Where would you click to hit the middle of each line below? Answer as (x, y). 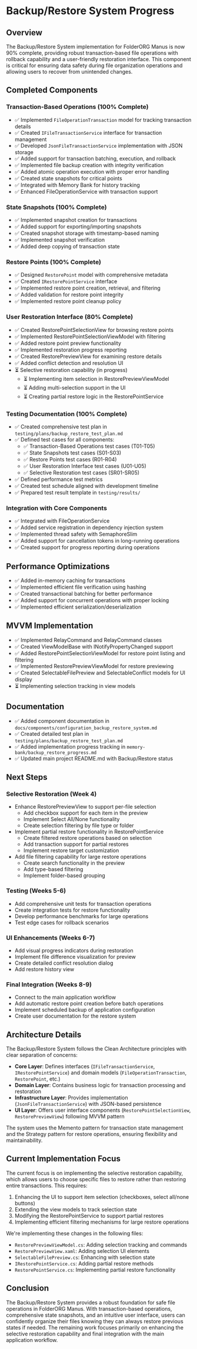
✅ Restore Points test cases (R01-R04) (70, 459)
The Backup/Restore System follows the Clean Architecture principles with (96, 1049)
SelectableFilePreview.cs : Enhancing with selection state (85, 1257)
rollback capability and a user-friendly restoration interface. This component (98, 59)
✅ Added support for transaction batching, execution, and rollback (95, 158)
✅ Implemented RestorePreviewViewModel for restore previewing (94, 666)
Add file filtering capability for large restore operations (81, 857)
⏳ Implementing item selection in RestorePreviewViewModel (96, 378)
